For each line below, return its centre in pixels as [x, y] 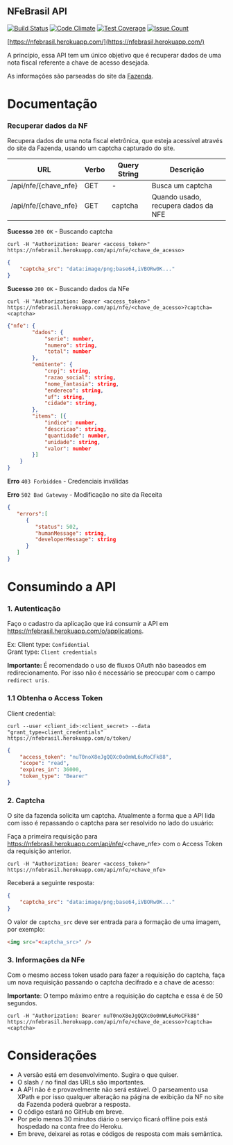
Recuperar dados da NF [48, 126]
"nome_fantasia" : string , [81, 384]
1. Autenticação [34, 609]
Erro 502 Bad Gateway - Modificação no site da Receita [85, 495]
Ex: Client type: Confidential [49, 645]
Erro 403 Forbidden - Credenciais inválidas [68, 481]
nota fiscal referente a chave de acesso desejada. [78, 63]
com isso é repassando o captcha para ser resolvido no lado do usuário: [110, 823]
